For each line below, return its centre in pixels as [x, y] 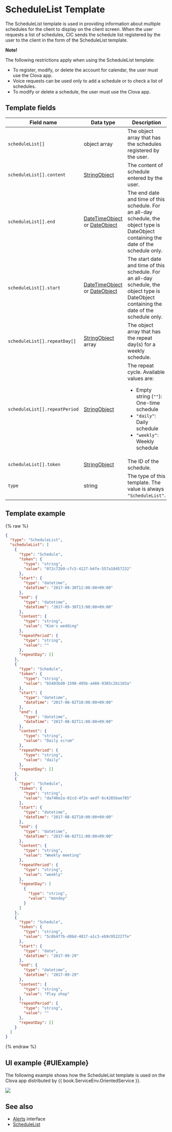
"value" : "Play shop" [47, 994]
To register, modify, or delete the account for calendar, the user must [85, 70]
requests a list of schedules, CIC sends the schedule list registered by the [83, 34]
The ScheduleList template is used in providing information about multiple [83, 24]
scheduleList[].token [34, 464]
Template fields [31, 108]
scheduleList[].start [34, 288]
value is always [146, 489]
